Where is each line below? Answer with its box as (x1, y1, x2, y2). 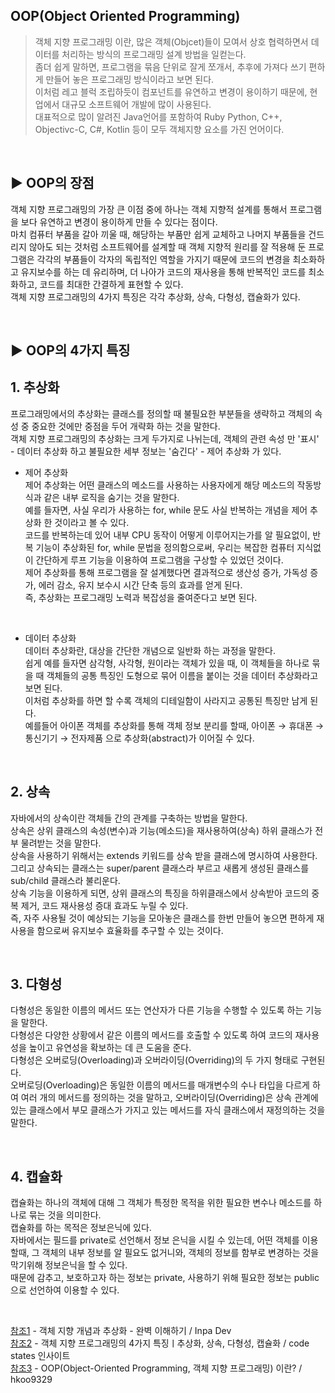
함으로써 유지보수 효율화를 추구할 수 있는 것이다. (36, 924, 224, 936)
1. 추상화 (10, 379, 60, 396)
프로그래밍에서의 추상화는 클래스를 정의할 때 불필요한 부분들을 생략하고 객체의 (10, 407, 313, 419)
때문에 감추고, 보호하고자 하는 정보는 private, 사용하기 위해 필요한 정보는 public (10, 1272, 320, 1284)
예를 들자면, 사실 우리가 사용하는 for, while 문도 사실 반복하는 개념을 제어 (24, 504, 308, 516)
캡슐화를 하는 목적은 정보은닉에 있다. (10, 1222, 152, 1234)
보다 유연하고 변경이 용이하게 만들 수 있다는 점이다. (20, 215, 218, 228)
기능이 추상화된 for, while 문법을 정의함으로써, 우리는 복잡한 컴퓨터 (35, 541, 295, 553)
